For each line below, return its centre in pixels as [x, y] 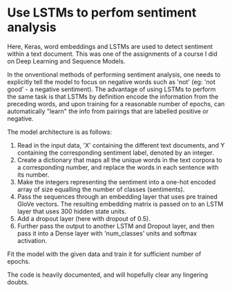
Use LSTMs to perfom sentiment [102, 13]
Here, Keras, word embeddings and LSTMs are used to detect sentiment [110, 46]
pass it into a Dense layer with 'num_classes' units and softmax [107, 233]
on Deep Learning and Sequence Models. [66, 61]
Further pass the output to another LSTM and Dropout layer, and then [116, 226]
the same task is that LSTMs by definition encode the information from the [113, 96]
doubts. [18, 282]
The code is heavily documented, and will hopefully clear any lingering [108, 275]
